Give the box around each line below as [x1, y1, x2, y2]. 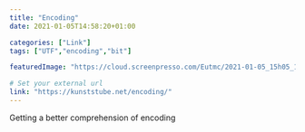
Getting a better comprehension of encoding [9, 112, 176, 123]
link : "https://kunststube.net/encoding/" [9, 88, 172, 97]
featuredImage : [9, 62, 67, 72]
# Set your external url [9, 79, 103, 89]
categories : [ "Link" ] [9, 38, 92, 47]
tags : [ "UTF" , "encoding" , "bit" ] [9, 46, 132, 55]
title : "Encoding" [9, 13, 79, 23]
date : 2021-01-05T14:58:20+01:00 [9, 22, 136, 31]
